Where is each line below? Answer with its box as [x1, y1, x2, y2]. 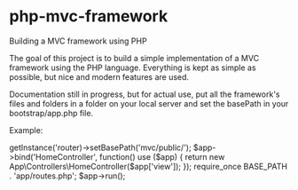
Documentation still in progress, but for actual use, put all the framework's [9, 89, 280, 99]
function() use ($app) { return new [98, 151, 225, 162]
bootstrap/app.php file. [9, 107, 94, 118]
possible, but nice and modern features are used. [9, 71, 189, 82]
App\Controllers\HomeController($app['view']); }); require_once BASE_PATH [9, 161, 288, 171]
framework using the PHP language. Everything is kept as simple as [9, 62, 256, 73]
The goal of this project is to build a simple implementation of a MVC [9, 52, 260, 63]
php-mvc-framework [9, 6, 169, 27]
